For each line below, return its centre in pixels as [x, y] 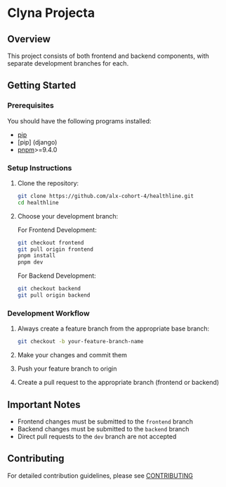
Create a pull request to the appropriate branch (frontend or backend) [118, 383]
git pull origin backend [54, 295]
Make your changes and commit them [72, 355]
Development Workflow [48, 313]
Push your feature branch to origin [67, 369]
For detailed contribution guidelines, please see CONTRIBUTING [100, 475]
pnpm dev [30, 262]
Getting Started [42, 86]
